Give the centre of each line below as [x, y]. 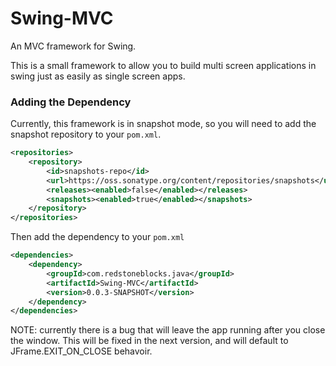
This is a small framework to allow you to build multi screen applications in [163, 65]
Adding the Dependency [71, 102]
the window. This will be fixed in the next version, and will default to [149, 341]
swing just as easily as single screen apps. [98, 76]
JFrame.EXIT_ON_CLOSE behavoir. [81, 351]
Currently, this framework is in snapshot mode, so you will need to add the [163, 124]
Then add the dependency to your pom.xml [97, 237]
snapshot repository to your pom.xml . [86, 134]
